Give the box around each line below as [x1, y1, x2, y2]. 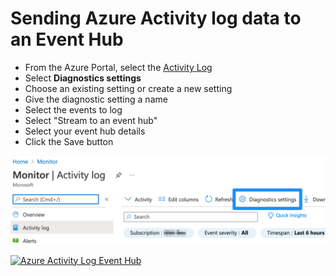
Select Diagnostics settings [24, 72, 142, 84]
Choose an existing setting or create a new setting [24, 82, 233, 94]
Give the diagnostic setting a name [24, 93, 168, 105]
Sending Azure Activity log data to [10, 7, 302, 30]
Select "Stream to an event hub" [24, 114, 158, 126]
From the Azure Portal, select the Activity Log [24, 61, 213, 73]
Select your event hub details [24, 125, 146, 137]
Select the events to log [24, 103, 123, 116]
